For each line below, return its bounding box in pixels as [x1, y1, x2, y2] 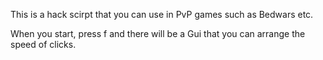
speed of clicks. [10, 39, 77, 50]
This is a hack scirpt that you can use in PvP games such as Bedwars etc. [10, 9, 314, 20]
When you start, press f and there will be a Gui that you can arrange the [10, 28, 306, 39]
